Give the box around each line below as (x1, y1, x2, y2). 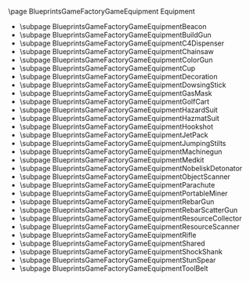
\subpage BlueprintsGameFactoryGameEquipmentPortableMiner (19, 188, 228, 198)
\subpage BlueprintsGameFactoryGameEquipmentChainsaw (19, 47, 214, 56)
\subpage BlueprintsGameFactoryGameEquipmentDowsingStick (19, 80, 226, 89)
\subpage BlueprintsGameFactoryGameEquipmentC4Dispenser (19, 38, 225, 48)
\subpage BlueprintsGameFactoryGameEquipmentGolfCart (19, 97, 210, 106)
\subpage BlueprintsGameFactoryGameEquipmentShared (19, 239, 205, 248)
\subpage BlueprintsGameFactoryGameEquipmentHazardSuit (19, 105, 218, 115)
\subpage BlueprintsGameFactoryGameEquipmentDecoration (19, 72, 218, 81)
